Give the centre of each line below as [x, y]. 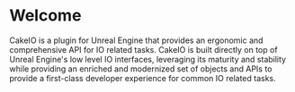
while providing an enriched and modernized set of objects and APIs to [141, 69]
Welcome [45, 16]
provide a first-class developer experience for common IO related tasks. [143, 78]
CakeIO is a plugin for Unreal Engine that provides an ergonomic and [136, 40]
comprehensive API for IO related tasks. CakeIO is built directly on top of [143, 49]
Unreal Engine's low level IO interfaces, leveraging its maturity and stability [147, 59]
